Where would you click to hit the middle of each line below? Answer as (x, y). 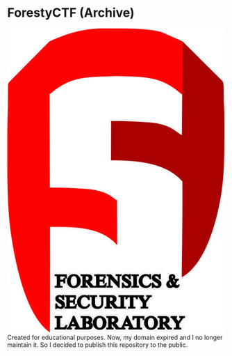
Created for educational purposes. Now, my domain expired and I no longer (115, 337)
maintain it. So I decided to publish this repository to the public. (98, 345)
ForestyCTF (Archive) (71, 13)
